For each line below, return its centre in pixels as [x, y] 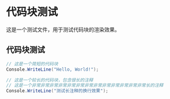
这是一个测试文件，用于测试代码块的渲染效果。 [63, 29]
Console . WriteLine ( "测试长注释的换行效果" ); [57, 91]
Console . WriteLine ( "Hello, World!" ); [53, 69]
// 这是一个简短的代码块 [32, 64]
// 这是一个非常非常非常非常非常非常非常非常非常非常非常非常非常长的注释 [85, 85]
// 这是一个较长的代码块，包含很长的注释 [50, 80]
